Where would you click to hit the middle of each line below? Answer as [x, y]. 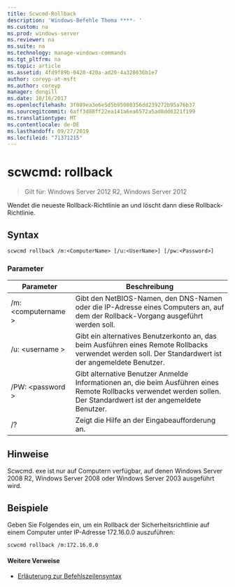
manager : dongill [33, 92]
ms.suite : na [26, 46]
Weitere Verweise [34, 560]
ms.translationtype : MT [42, 118]
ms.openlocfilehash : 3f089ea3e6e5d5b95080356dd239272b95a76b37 [101, 105]
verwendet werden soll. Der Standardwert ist [149, 353]
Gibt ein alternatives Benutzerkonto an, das [146, 336]
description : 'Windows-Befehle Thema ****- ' [74, 20]
